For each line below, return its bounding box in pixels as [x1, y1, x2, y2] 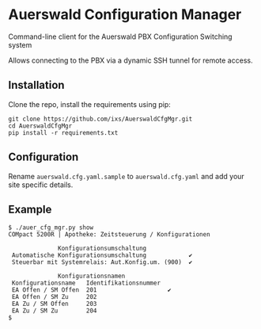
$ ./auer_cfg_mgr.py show [8, 224, 93, 231]
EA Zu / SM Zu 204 [11, 307, 97, 315]
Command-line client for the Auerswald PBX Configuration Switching [8, 32, 233, 41]
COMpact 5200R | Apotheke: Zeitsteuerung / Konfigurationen [8, 231, 211, 239]
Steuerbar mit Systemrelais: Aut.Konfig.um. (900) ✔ [11, 258, 193, 266]
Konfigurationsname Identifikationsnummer [11, 279, 161, 287]
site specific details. [8, 180, 74, 189]
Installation [8, 78, 65, 92]
